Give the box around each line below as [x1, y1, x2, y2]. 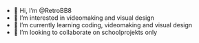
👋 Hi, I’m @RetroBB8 [13, 7, 72, 14]
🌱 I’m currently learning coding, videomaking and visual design [13, 21, 193, 29]
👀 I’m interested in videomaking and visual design [13, 14, 155, 22]
